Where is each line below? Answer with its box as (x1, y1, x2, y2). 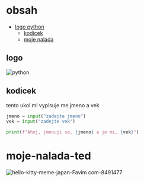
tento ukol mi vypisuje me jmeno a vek (6, 101, 100, 108)
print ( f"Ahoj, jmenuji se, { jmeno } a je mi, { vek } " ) (6, 129, 139, 135)
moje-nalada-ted (6, 149, 91, 163)
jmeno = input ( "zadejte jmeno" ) (6, 113, 86, 119)
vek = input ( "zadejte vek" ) (6, 119, 76, 124)
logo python (14, 23, 44, 30)
